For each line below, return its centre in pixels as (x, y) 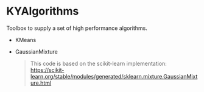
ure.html (41, 83)
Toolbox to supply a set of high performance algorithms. (77, 28)
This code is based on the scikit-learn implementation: (99, 63)
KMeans (26, 40)
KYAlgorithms (43, 11)
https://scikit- (47, 70)
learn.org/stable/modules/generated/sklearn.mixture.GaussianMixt (114, 76)
